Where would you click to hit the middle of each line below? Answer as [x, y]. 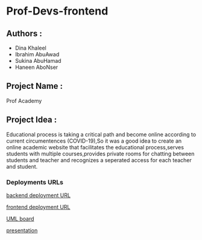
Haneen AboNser [36, 67]
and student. [22, 166]
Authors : [24, 34]
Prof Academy [24, 100]
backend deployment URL [39, 195]
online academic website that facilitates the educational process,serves [95, 147]
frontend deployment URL [38, 207]
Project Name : [35, 86]
